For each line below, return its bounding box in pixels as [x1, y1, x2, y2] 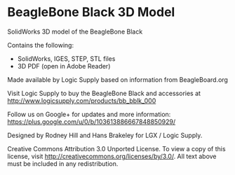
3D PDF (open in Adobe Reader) [17, 62, 111, 70]
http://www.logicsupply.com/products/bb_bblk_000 [7, 96, 156, 105]
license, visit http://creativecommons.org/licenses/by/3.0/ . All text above [7, 152, 217, 160]
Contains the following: [7, 41, 74, 49]
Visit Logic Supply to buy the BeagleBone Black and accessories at [7, 89, 201, 97]
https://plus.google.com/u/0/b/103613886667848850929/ [7, 117, 176, 126]
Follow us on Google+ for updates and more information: [7, 110, 171, 118]
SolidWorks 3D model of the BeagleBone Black [7, 27, 143, 36]
